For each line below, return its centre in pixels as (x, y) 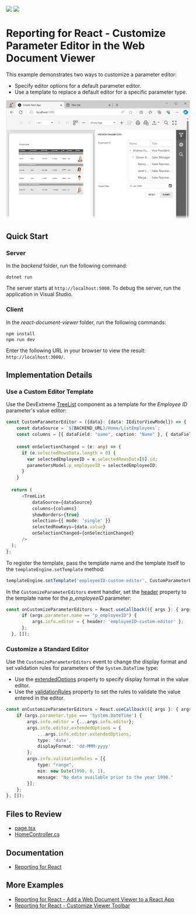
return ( (22, 490)
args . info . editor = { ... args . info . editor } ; (80, 722)
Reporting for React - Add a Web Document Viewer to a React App (94, 899)
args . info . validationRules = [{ (66, 759)
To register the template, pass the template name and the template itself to (96, 563)
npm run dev (20, 339)
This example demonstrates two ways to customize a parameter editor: (91, 74)
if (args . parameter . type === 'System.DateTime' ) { (79, 716)
